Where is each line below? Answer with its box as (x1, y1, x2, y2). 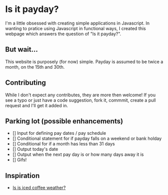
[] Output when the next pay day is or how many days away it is (12, 151, 144, 157)
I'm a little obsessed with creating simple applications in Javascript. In (5, 20, 150, 26)
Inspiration (5, 171, 40, 180)
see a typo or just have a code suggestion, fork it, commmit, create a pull (5, 97, 156, 103)
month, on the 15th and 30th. (5, 64, 65, 70)
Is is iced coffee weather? (12, 184, 66, 191)
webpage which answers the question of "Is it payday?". (5, 31, 121, 37)
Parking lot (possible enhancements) (5, 117, 123, 125)
